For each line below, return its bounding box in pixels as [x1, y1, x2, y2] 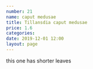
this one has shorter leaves [6, 57, 71, 64]
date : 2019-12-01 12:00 [6, 36, 64, 42]
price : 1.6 [6, 25, 33, 31]
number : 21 [6, 8, 33, 15]
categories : [6, 30, 35, 36]
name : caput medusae [6, 14, 57, 20]
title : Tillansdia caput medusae [6, 19, 88, 25]
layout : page [6, 42, 38, 47]
